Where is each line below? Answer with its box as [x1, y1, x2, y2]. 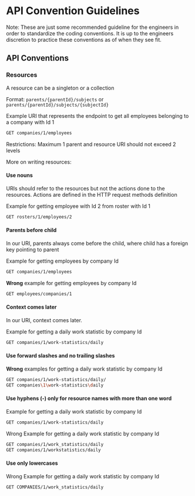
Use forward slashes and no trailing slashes [6, 352, 115, 359]
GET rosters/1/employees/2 [6, 214, 72, 220]
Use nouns [6, 172, 33, 179]
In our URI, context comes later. [6, 316, 82, 323]
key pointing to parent [6, 246, 59, 253]
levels [6, 147, 21, 154]
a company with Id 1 [6, 118, 55, 125]
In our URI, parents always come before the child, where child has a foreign [6, 240, 189, 247]
